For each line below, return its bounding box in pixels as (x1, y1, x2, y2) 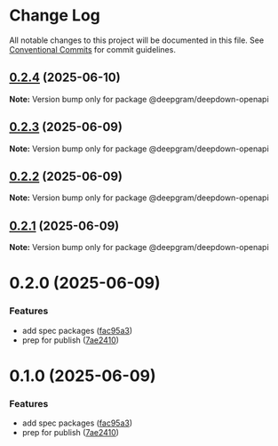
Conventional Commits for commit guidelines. (9, 44, 176, 54)
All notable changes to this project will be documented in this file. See (9, 35, 265, 45)
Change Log (9, 5, 100, 26)
